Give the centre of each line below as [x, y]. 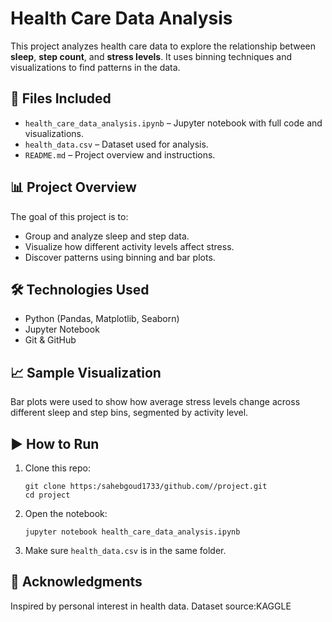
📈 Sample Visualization [86, 372]
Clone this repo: [57, 468]
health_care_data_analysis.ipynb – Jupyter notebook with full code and [173, 123]
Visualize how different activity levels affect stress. [129, 246]
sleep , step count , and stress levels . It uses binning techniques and [151, 56]
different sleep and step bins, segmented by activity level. [129, 413]
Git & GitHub [50, 340]
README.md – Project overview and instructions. [120, 154]
